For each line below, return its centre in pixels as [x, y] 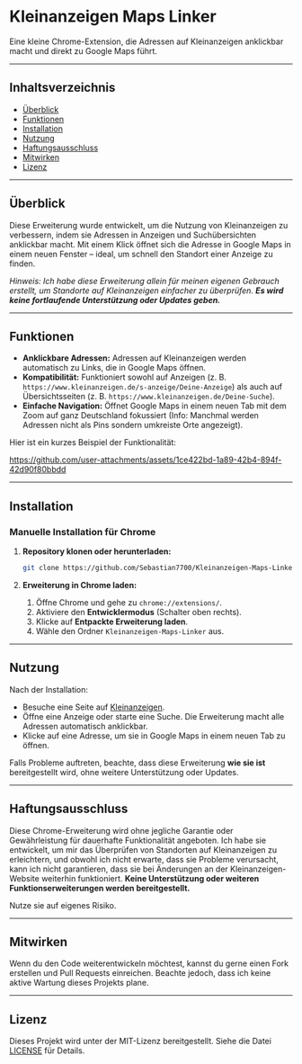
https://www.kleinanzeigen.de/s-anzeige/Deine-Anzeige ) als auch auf [152, 387]
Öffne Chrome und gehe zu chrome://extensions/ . [129, 602]
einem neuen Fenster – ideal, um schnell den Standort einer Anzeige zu [141, 254]
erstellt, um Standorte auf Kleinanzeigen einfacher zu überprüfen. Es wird [147, 291]
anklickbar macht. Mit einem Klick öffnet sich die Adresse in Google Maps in [151, 244]
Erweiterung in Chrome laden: [80, 585]
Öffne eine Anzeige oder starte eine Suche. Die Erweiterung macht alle [153, 716]
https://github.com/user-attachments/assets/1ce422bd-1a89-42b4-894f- [146, 460]
